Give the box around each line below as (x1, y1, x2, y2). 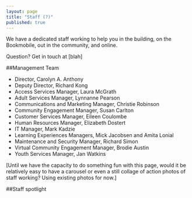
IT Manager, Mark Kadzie (14, 125, 76, 132)
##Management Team (6, 64, 60, 71)
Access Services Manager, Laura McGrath (14, 88, 117, 95)
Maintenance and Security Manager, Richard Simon (14, 138, 138, 145)
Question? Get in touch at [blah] (6, 53, 83, 60)
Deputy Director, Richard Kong (14, 82, 88, 89)
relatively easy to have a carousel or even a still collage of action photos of (6, 168, 186, 175)
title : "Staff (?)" (6, 14, 54, 20)
